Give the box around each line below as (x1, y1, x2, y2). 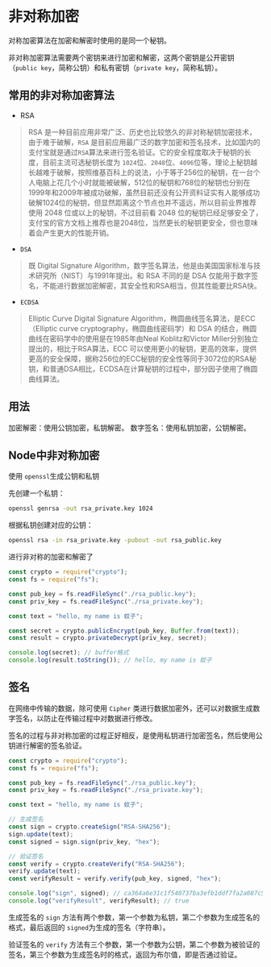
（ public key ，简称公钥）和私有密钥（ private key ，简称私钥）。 (8, 62, 223, 73)
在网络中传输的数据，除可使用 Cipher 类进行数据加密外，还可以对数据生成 (8, 703, 253, 713)
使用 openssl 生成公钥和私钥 (8, 471, 100, 481)
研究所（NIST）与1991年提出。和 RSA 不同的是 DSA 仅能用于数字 (35, 271, 252, 280)
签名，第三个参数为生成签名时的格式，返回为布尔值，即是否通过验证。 (8, 949, 242, 959)
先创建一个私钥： (8, 488, 65, 498)
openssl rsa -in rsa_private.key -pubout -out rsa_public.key (8, 537, 222, 545)
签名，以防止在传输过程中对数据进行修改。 (15, 713, 157, 723)
